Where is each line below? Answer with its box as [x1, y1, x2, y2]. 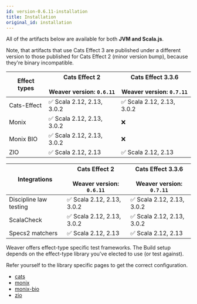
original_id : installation [6, 19, 72, 25]
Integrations [17, 175, 53, 183]
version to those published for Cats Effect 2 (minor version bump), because [6, 53, 188, 60]
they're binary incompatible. [6, 59, 74, 66]
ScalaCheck [9, 216, 42, 224]
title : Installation [6, 14, 57, 20]
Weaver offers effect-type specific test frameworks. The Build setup [6, 244, 171, 251]
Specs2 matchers [9, 229, 58, 237]
